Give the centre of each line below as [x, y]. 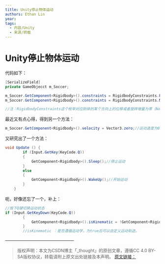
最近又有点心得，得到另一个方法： [40, 119]
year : [11, 19]
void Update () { [23, 148]
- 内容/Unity [22, 28]
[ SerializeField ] [23, 82]
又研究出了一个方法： [27, 139]
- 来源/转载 [20, 32]
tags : [11, 23]
